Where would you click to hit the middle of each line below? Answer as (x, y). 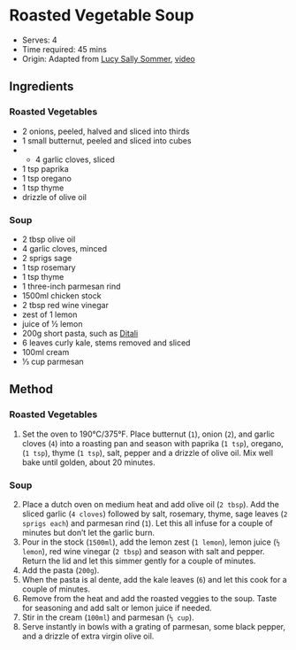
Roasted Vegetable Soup (102, 15)
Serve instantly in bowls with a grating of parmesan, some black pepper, (153, 626)
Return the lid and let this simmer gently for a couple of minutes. (139, 561)
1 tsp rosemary (49, 267)
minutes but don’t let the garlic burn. (88, 532)
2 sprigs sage (47, 258)
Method (31, 389)
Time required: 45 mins (65, 49)
